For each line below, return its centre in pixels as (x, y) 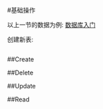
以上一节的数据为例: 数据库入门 (51, 25)
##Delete (20, 72)
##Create (21, 59)
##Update (21, 86)
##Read (18, 99)
